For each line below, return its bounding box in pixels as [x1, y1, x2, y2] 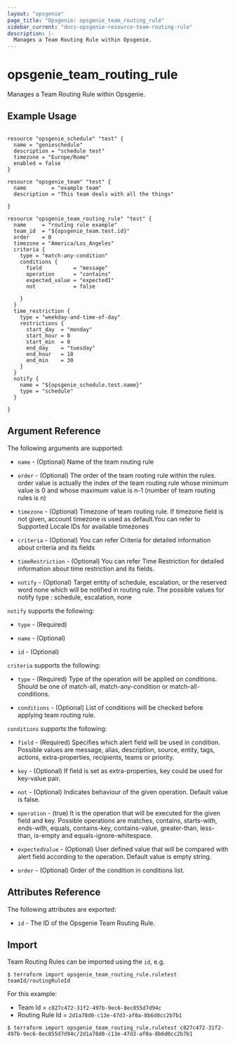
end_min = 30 [25, 357, 74, 364]
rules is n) [17, 493, 47, 502]
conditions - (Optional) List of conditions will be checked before [17, 703, 203, 711]
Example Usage [7, 110, 77, 122]
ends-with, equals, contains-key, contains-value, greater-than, [17, 824, 199, 832]
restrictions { [20, 319, 65, 327]
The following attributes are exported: [7, 905, 116, 913]
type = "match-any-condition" [20, 252, 109, 259]
